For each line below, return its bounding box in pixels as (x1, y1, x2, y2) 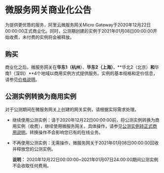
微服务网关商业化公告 (5, 4, 92, 16)
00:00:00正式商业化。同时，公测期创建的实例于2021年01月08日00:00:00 (5, 28, 153, 34)
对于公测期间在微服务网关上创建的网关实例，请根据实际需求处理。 (5, 106, 139, 112)
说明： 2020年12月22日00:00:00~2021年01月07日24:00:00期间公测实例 (12, 156, 159, 162)
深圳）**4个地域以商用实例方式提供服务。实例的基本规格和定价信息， (15, 70, 158, 76)
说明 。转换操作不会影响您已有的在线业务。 (16, 129, 103, 135)
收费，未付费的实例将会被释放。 (9, 34, 74, 40)
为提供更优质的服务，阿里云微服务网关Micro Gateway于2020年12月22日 (5, 22, 151, 28)
